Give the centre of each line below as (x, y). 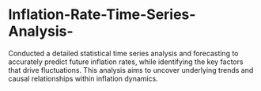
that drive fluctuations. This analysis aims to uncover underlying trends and (131, 70)
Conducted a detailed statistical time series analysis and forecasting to (123, 53)
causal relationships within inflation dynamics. (83, 78)
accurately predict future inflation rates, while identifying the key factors (126, 62)
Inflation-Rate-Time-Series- (102, 15)
